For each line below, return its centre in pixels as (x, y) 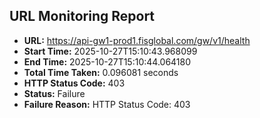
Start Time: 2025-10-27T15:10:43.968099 (110, 51)
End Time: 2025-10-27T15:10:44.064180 (107, 61)
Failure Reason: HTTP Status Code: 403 (107, 104)
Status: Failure (54, 93)
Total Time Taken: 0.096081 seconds (101, 72)
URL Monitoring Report (82, 16)
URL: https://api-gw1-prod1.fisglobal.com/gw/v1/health (137, 40)
